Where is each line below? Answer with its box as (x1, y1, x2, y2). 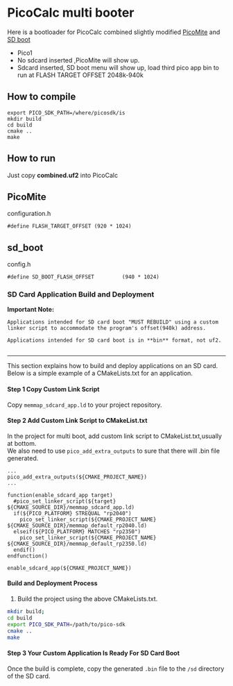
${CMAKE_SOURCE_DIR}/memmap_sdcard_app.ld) (7, 503, 135, 511)
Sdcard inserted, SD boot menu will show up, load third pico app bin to (17, 63, 220, 72)
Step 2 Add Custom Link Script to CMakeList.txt (7, 417, 148, 425)
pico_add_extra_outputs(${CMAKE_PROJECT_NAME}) (7, 474, 148, 480)
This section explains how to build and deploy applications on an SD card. (7, 362, 218, 370)
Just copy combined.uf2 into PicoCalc (7, 171, 119, 179)
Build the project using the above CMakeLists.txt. (17, 595, 158, 603)
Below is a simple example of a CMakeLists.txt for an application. (7, 369, 193, 378)
